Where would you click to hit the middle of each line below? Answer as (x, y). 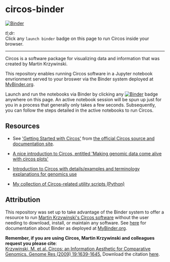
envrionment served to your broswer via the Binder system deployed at (79, 79)
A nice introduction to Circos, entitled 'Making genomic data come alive (87, 153)
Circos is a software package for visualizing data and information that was (82, 58)
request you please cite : (31, 243)
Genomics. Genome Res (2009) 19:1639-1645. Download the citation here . (83, 254)
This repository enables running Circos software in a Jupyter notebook (79, 73)
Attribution (23, 200)
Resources (23, 126)
